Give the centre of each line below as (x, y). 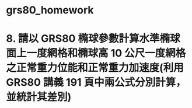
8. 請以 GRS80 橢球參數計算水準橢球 (93, 39)
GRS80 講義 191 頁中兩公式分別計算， (96, 83)
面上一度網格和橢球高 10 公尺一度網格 (96, 53)
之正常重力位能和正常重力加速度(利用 (95, 68)
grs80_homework (50, 10)
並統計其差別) (39, 97)
